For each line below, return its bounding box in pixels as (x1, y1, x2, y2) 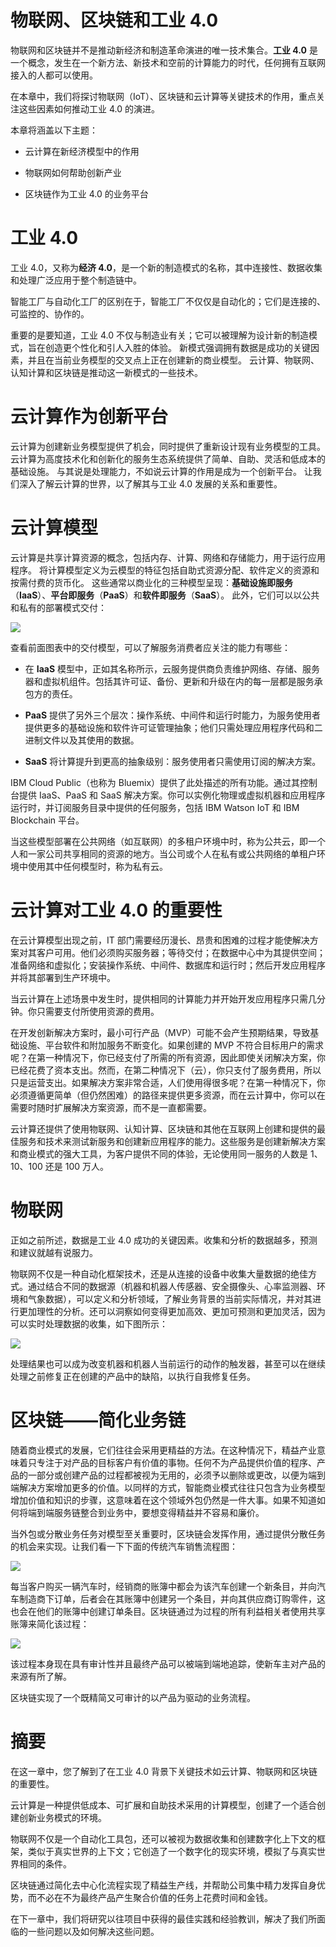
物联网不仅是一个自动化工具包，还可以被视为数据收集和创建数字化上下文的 (10, 1832, 317, 1845)
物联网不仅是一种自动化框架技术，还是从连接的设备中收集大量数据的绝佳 (10, 1267, 308, 1280)
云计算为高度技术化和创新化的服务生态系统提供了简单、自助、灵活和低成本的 (10, 452, 326, 465)
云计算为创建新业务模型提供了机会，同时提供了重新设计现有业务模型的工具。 (10, 440, 326, 452)
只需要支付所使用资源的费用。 (36, 1005, 160, 1017)
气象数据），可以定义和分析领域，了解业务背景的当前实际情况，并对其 (27, 1292, 313, 1305)
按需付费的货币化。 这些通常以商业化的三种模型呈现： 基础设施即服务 (10, 576, 293, 588)
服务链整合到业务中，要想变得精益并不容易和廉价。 (53, 1506, 265, 1518)
